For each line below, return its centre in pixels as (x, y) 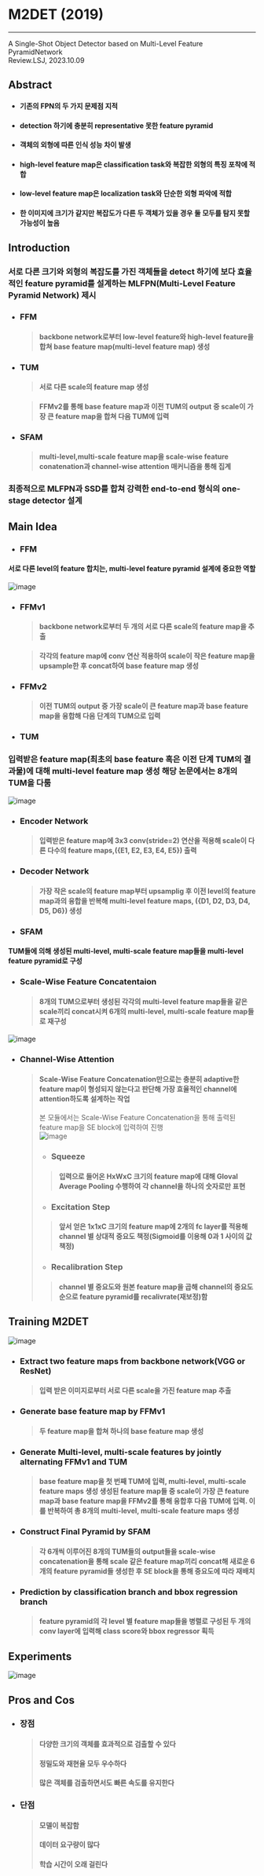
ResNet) (35, 1371)
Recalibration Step (87, 1267)
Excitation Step (81, 1207)
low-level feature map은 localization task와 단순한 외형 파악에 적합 (125, 193)
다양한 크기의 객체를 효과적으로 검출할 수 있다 (108, 1744)
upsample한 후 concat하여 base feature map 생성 (119, 665)
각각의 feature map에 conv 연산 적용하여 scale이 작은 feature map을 (147, 656)
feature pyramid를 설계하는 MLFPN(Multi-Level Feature (130, 284)
